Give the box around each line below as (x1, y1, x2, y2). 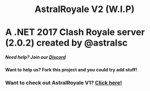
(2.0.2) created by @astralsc (5, 37, 128, 49)
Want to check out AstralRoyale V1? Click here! (5, 79, 122, 86)
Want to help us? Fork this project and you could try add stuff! (5, 67, 137, 73)
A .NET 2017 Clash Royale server (5, 27, 145, 38)
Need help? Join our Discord (5, 54, 66, 60)
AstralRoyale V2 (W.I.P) (34, 4, 135, 15)
